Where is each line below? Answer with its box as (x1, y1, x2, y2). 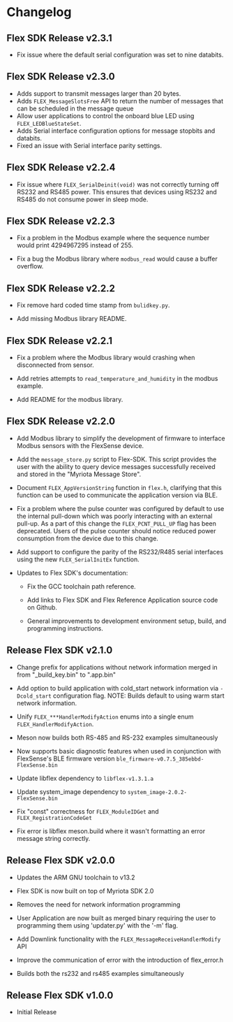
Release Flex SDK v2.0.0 (6, 854, 116, 867)
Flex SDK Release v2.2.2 (6, 282, 116, 294)
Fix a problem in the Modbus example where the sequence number (16, 233, 210, 242)
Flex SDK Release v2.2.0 (6, 415, 116, 427)
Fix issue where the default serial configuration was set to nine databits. (16, 50, 224, 59)
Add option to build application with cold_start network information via (16, 684, 219, 692)
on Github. (27, 603, 57, 612)
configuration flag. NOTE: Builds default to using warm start (52, 691, 225, 700)
